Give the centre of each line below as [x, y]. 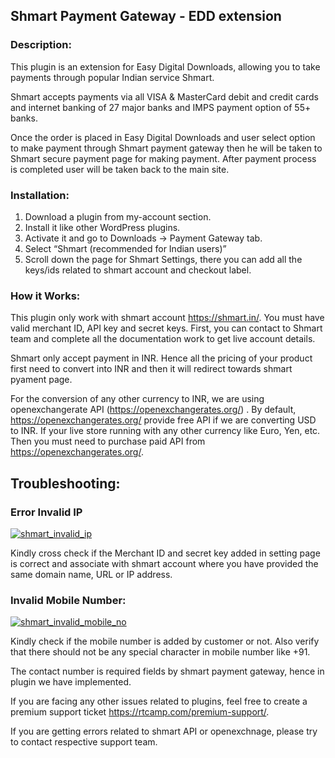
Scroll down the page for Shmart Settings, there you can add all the [163, 259]
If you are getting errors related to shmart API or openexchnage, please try [164, 731]
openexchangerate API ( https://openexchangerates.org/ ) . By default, [153, 410]
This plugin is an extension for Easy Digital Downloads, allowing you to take [165, 66]
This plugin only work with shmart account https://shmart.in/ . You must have [167, 318]
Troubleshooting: [65, 483]
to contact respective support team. [84, 742]
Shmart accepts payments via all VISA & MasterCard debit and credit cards [164, 96]
